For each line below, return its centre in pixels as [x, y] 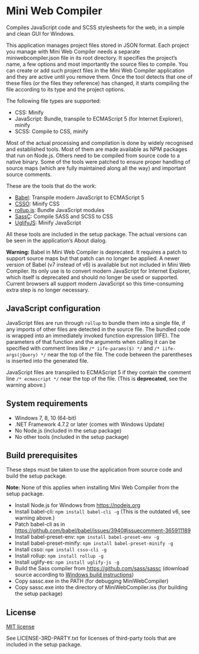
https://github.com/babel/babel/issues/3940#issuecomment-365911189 [103, 530]
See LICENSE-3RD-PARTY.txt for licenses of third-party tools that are [91, 638]
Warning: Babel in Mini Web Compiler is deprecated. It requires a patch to [97, 252]
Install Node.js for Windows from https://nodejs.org [78, 505]
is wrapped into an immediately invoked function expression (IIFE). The [93, 335]
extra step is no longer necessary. [48, 290]
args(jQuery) [22, 355]
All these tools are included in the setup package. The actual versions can [97, 234]
